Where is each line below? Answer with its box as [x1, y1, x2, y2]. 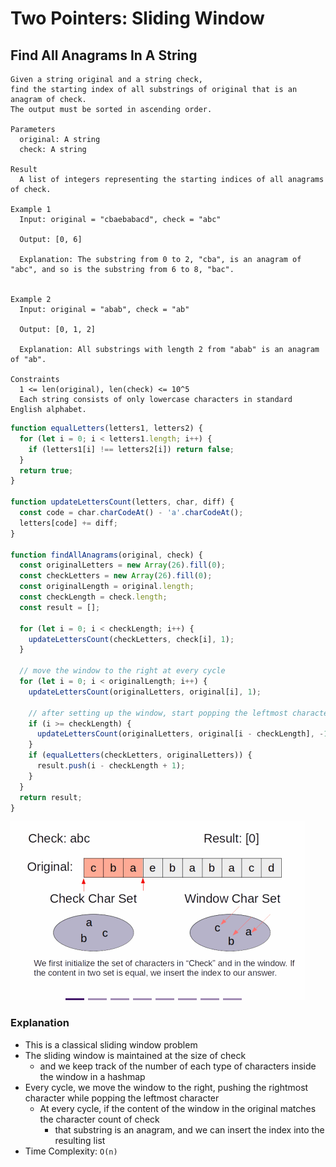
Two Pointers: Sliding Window [10, 7, 265, 30]
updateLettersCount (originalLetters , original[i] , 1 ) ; [28, 687, 262, 697]
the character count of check [39, 1113, 160, 1125]
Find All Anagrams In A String [10, 47, 198, 64]
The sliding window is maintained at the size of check [24, 1049, 247, 1061]
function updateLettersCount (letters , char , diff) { [10, 497, 235, 507]
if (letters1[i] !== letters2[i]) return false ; [28, 444, 235, 454]
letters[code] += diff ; [19, 518, 118, 528]
